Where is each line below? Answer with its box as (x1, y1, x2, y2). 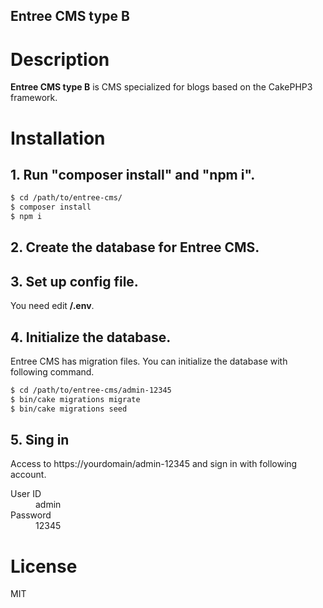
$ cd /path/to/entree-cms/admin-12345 (10, 385, 172, 395)
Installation (10, 127, 106, 149)
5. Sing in (10, 431, 70, 448)
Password (10, 509, 52, 521)
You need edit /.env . (10, 300, 95, 312)
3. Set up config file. (10, 273, 139, 290)
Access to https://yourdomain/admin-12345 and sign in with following (10, 458, 298, 470)
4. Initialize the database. (10, 329, 172, 346)
